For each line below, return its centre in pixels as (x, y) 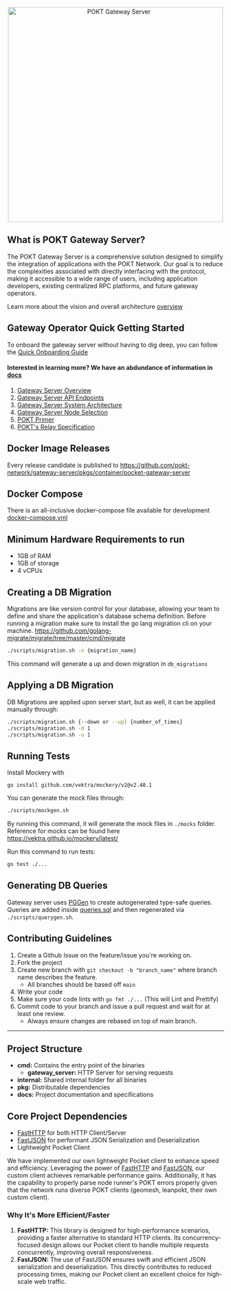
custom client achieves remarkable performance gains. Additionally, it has (112, 1175)
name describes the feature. (57, 977)
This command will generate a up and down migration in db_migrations (108, 664)
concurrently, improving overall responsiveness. (85, 1252)
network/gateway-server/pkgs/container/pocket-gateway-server (99, 472)
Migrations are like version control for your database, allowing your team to (113, 609)
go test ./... (27, 865)
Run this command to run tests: (52, 851)
